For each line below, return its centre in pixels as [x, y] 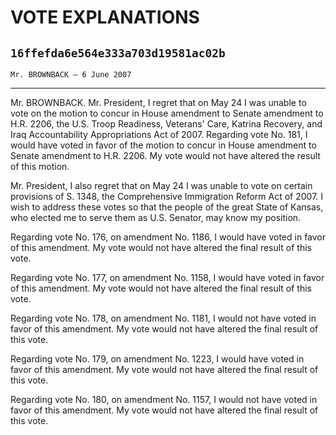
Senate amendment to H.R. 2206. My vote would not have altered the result [165, 155]
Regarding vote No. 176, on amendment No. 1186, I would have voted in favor [168, 237]
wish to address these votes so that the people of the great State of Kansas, [167, 207]
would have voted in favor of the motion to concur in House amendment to [163, 145]
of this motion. [40, 166]
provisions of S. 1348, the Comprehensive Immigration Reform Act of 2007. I [167, 196]
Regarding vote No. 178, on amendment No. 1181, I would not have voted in [163, 318]
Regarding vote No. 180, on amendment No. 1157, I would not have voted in [164, 399]
